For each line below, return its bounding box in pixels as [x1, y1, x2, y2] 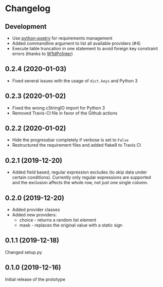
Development [5, 22, 47, 31]
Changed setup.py [5, 249, 42, 255]
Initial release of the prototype [5, 276, 66, 282]
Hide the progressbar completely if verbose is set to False [12, 137, 129, 143]
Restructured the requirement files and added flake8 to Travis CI [12, 142, 141, 148]
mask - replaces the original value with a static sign [19, 222, 123, 228]
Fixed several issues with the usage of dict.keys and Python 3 [12, 77, 138, 83]
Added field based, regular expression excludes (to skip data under [12, 169, 147, 175]
